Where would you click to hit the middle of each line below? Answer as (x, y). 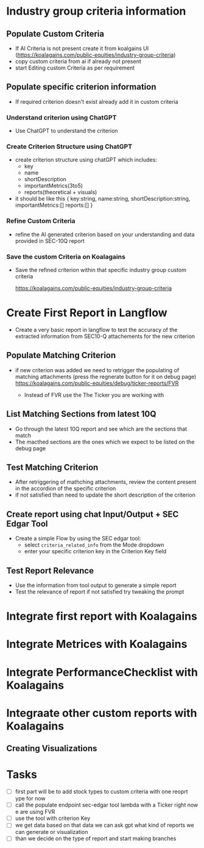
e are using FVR (35, 812)
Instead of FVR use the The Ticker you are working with (94, 395)
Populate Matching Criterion (61, 355)
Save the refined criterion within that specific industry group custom (101, 270)
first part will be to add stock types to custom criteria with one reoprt (101, 792)
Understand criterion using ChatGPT (62, 117)
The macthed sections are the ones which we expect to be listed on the (105, 442)
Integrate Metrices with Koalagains (97, 644)
